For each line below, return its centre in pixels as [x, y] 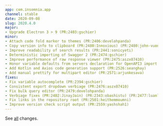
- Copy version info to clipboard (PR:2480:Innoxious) [62, 46]
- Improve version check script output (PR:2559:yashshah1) [67, 105]
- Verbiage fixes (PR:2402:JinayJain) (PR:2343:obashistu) [66, 95]
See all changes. [22, 118]
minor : [12, 37]
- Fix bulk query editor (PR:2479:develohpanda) [55, 91]
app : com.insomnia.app [28, 9]
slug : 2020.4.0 [20, 23]
